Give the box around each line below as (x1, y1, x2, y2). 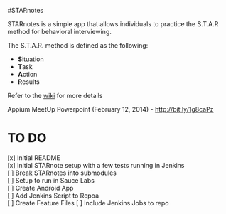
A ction (17, 70, 38, 78)
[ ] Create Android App (7, 183, 74, 192)
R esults (17, 77, 41, 86)
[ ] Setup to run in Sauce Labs (7, 176, 95, 184)
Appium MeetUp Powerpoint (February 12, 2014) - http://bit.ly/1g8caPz (7, 105, 215, 113)
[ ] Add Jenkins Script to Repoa (7, 191, 99, 200)
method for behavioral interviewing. (7, 28, 112, 36)
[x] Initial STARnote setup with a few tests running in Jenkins (7, 161, 185, 169)
